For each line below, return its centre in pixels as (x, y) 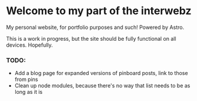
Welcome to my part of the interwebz (99, 11)
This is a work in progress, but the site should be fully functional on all (91, 38)
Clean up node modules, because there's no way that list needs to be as (102, 86)
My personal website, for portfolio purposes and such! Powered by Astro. (95, 27)
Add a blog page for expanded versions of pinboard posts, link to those (101, 73)
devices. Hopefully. (29, 45)
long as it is (29, 92)
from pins (26, 79)
